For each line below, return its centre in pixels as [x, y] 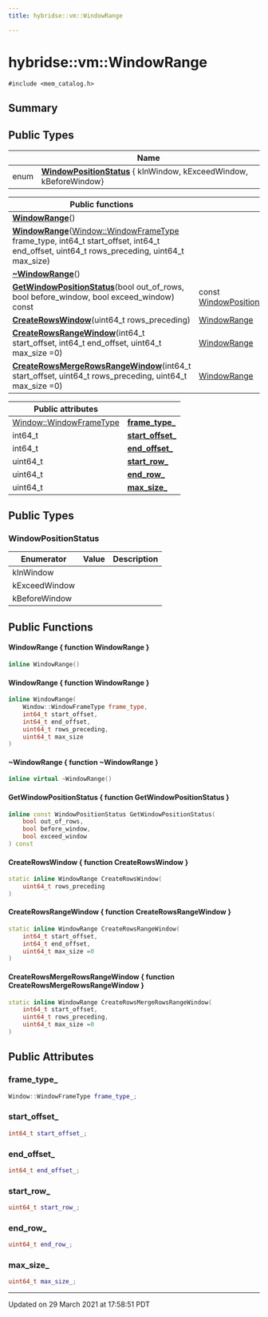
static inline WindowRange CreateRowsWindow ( [85, 879]
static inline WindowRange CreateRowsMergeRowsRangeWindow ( [110, 1002]
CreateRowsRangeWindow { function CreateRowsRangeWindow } [120, 912]
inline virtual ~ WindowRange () [60, 779]
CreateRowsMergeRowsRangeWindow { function [92, 976]
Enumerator [44, 559]
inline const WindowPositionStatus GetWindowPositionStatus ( [112, 814]
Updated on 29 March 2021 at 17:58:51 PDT [79, 1304]
